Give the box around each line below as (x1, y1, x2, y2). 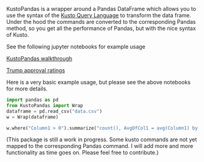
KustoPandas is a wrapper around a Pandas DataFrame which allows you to (6, 6, 197, 12)
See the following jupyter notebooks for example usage (6, 43, 145, 50)
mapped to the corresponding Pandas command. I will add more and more (6, 142, 194, 150)
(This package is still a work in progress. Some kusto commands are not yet (6, 136, 197, 143)
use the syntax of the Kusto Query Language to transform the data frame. (6, 12, 191, 19)
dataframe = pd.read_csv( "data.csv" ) (6, 108, 103, 114)
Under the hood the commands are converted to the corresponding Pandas (6, 18, 196, 25)
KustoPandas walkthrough (6, 55, 73, 62)
